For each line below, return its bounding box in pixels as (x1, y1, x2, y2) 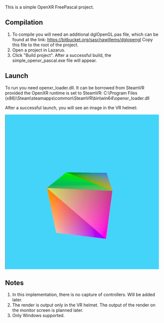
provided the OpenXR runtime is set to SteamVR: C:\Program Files (5, 90, 138, 96)
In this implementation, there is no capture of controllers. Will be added (12, 292, 155, 297)
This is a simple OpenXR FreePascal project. (5, 4, 94, 10)
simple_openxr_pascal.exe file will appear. (12, 57, 97, 63)
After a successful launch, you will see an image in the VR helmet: (5, 105, 138, 110)
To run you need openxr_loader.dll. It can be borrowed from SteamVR (5, 84, 145, 90)
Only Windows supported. (12, 313, 65, 319)
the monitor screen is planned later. (12, 307, 84, 313)
